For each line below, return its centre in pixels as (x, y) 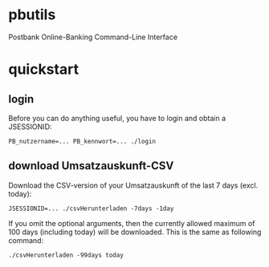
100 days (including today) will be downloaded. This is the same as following (135, 232)
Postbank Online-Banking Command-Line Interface (93, 37)
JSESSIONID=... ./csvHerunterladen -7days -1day (91, 208)
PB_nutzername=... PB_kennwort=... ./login (82, 141)
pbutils (32, 15)
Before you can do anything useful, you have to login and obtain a (117, 118)
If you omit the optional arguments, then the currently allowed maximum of (132, 223)
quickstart (43, 69)
